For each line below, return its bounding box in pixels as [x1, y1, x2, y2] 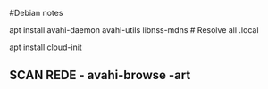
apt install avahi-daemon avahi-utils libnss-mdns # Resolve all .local [9, 25, 259, 35]
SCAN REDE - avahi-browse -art [9, 68, 191, 83]
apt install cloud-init [9, 42, 82, 53]
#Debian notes [9, 8, 63, 18]
